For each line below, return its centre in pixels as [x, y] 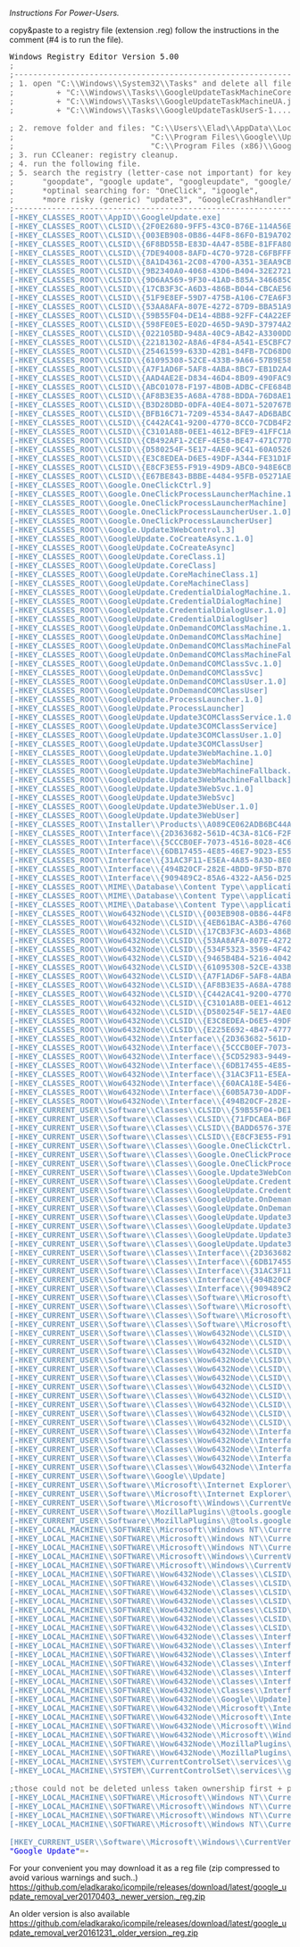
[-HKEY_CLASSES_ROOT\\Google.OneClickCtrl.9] [111, 485]
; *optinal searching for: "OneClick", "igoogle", [134, 191]
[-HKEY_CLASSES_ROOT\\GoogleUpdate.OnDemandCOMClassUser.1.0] [148, 682]
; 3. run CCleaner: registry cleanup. [94, 155]
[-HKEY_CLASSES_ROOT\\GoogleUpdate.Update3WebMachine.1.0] [142, 753]
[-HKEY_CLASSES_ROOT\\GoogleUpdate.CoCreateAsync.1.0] [132, 539]
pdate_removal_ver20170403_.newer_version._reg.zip [107, 1897]
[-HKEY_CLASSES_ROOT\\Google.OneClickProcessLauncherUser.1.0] [150, 512]
